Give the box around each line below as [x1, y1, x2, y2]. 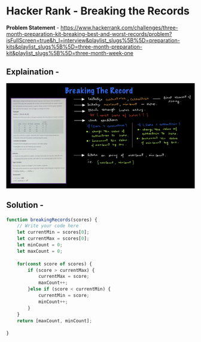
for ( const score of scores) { [17, 261, 93, 267]
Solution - [6, 200, 44, 210]
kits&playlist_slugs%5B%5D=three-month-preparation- [6, 43, 142, 50]
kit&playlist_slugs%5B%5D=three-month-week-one [6, 49, 133, 56]
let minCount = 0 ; [17, 242, 63, 248]
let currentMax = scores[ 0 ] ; [17, 235, 90, 242]
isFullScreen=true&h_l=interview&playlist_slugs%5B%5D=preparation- [6, 37, 181, 44]
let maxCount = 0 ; [17, 248, 63, 254]
